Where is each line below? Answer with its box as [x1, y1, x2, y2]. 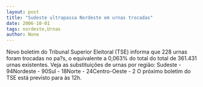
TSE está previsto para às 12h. [6, 74, 82, 82]
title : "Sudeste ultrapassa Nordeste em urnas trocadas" [6, 15, 153, 21]
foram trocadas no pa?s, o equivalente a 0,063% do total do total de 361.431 [6, 55, 197, 62]
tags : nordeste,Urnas [6, 26, 61, 32]
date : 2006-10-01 [6, 20, 50, 26]
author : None [6, 32, 39, 38]
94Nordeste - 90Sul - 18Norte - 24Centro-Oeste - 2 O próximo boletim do [6, 68, 191, 75]
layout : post [6, 9, 39, 15]
